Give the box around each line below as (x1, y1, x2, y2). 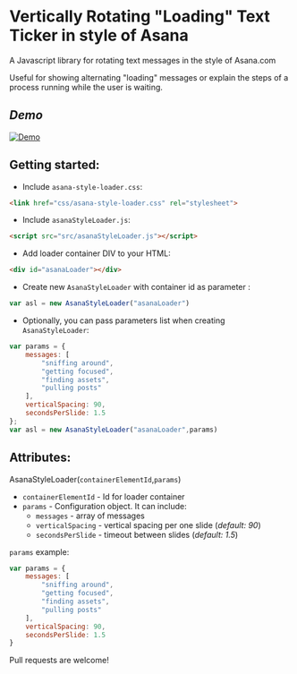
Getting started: (9, 158, 100, 173)
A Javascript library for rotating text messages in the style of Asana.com (9, 55, 276, 65)
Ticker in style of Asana (9, 25, 190, 46)
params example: (9, 546, 70, 557)
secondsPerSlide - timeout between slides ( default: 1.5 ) (35, 529, 239, 540)
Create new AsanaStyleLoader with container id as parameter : (21, 282, 250, 293)
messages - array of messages (35, 510, 145, 521)
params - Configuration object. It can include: (21, 500, 187, 511)
